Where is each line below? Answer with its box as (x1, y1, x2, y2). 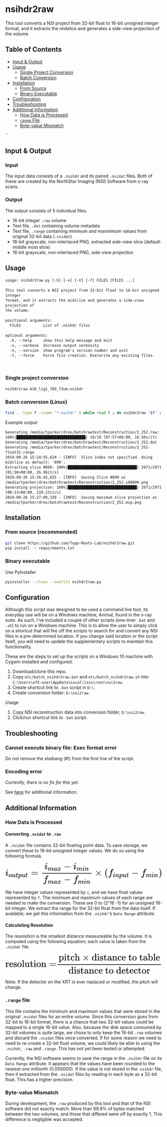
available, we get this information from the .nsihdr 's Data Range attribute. (5, 911, 156, 917)
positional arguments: (5, 318, 52, 323)
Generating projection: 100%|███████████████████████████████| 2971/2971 (5, 485, 162, 490)
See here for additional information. (5, 789, 78, 795)
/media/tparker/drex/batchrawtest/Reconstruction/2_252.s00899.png (5, 480, 149, 485)
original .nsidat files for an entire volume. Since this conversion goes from (5, 1013, 159, 1019)
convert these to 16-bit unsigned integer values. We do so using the (5, 847, 145, 853)
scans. (5, 184, 19, 190)
